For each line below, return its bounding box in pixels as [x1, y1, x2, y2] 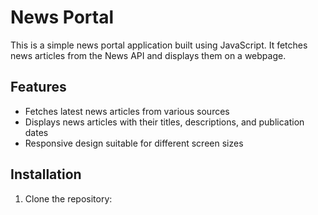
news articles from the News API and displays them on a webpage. [10, 49, 287, 61]
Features [10, 79, 67, 96]
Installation [10, 166, 82, 183]
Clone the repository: [24, 192, 113, 205]
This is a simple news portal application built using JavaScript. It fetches [10, 39, 308, 51]
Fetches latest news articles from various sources [24, 105, 230, 117]
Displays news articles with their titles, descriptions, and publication [24, 116, 305, 128]
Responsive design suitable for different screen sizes [24, 137, 244, 149]
